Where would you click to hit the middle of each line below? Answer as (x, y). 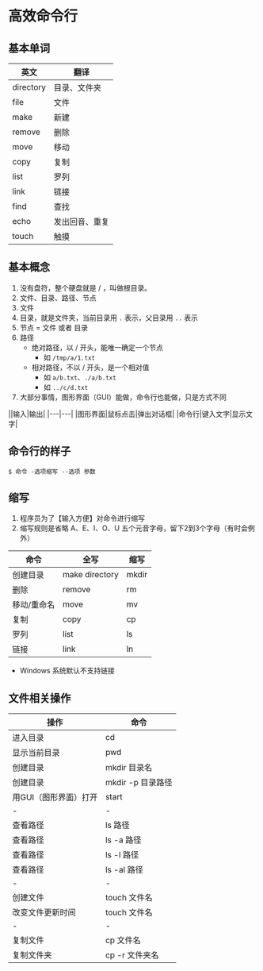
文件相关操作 (40, 698)
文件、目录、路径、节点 (58, 298)
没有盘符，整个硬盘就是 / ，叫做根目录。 (86, 287)
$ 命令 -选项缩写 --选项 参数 (52, 472)
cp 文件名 (123, 940)
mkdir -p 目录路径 (139, 783)
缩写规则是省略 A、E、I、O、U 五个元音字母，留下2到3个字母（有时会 (133, 528)
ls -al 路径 (125, 870)
